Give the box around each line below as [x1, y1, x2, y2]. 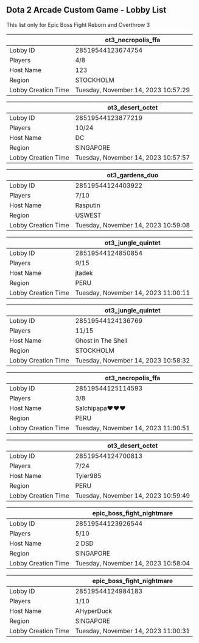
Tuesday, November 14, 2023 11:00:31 [75, 626, 190, 635]
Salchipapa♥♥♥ [75, 403, 126, 412]
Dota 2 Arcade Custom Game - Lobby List [6, 5, 167, 15]
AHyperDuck [75, 606, 113, 615]
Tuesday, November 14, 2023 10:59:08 [75, 221, 190, 229]
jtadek [75, 268, 93, 277]
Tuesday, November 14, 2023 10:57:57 [75, 153, 190, 161]
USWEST [75, 211, 102, 219]
